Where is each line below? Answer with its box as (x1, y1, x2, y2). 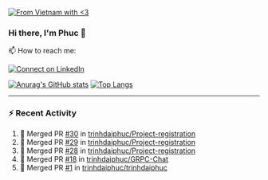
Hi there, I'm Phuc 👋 (8, 27, 86, 38)
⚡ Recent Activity (8, 108, 77, 119)
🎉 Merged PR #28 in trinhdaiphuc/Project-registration (19, 146, 196, 155)
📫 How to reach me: (8, 46, 77, 56)
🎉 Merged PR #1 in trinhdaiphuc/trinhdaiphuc (19, 162, 167, 172)
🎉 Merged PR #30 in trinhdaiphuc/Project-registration (19, 128, 196, 139)
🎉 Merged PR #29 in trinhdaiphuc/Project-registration (19, 137, 196, 147)
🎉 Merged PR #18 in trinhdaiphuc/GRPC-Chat (19, 154, 169, 163)
